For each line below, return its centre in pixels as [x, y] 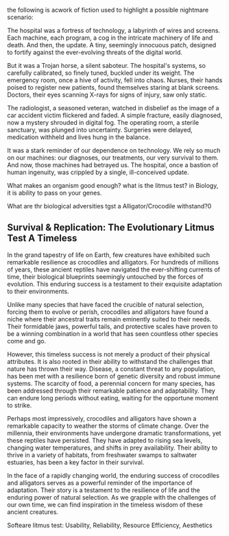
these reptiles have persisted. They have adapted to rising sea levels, [105, 440]
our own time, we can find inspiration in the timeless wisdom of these [105, 504]
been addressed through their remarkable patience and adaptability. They [111, 391]
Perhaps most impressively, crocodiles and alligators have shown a [102, 418]
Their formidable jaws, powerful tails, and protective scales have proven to [112, 326]
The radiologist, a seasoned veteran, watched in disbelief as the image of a [113, 108]
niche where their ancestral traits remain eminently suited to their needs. [109, 319]
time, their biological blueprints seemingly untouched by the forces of [105, 276]
